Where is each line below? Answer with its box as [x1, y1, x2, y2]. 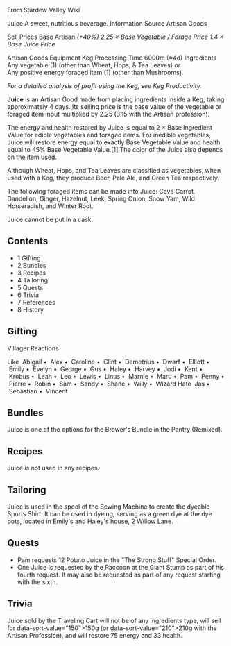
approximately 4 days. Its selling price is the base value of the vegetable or [7, 103, 222, 110]
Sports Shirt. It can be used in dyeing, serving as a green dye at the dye [7, 510, 213, 518]
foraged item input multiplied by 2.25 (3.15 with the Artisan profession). [7, 110, 210, 118]
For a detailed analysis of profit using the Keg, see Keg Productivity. [7, 82, 203, 90]
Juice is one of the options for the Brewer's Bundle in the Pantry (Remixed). [7, 425, 223, 434]
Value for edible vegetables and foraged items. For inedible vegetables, [7, 131, 212, 139]
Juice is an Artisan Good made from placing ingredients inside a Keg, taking [7, 95, 225, 103]
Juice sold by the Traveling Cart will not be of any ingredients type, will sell [7, 616, 221, 624]
